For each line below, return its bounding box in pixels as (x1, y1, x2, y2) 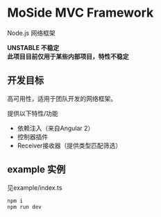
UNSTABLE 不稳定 (7, 43, 60, 51)
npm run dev (7, 203, 42, 210)
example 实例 (7, 163, 66, 175)
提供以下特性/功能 (7, 109, 59, 118)
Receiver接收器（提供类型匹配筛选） (17, 141, 122, 150)
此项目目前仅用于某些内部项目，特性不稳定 (7, 52, 129, 61)
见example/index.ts (7, 183, 62, 192)
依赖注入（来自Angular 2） (17, 124, 94, 132)
